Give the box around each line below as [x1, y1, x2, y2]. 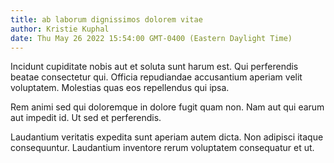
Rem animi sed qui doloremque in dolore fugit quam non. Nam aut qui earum [10, 101, 325, 113]
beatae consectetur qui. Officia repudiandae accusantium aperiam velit [10, 71, 303, 83]
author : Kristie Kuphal [10, 24, 110, 34]
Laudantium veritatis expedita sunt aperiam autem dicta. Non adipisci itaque [10, 131, 324, 143]
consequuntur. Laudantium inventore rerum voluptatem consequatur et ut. [10, 142, 315, 154]
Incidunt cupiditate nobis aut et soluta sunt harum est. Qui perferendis [10, 61, 299, 73]
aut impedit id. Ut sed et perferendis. [10, 112, 162, 124]
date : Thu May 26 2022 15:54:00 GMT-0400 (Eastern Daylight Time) [10, 33, 293, 43]
